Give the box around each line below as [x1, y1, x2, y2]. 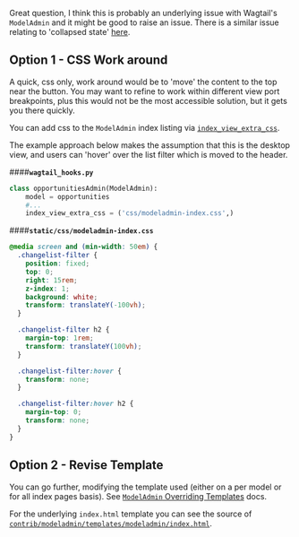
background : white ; [25, 292, 98, 301]
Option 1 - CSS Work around [9, 53, 168, 68]
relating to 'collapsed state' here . [9, 27, 131, 37]
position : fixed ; [25, 259, 90, 268]
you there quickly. [9, 105, 76, 116]
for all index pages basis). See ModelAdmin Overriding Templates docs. [9, 490, 267, 501]
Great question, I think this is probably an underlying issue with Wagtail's [9, 8, 278, 18]
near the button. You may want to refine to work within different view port [9, 85, 280, 97]
